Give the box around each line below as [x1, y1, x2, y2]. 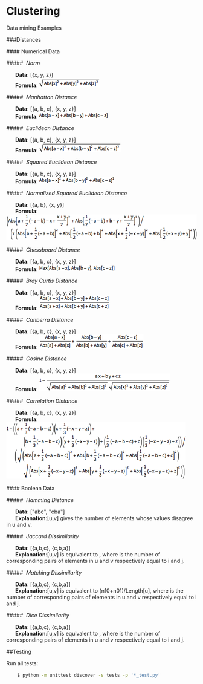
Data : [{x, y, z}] [14, 71, 53, 78]
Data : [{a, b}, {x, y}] [14, 201, 65, 208]
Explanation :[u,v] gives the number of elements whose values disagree [14, 514, 193, 521]
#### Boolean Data [6, 484, 55, 492]
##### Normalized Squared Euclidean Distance [6, 189, 127, 197]
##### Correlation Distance [6, 397, 78, 405]
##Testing [6, 648, 32, 655]
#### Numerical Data [6, 47, 60, 55]
